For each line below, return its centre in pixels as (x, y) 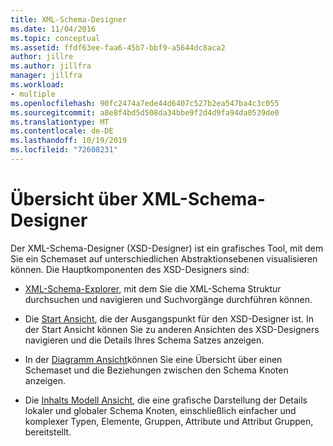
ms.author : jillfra (51, 66)
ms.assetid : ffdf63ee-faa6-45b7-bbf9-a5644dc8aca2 (118, 47)
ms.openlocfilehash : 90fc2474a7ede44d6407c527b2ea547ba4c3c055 (145, 103)
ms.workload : (37, 85)
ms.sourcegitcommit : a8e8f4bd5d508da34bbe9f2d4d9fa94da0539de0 (145, 112)
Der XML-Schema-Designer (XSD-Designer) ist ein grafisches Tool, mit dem (167, 248)
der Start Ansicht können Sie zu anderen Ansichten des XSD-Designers (172, 329)
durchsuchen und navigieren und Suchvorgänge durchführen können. (168, 299)
